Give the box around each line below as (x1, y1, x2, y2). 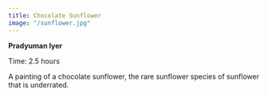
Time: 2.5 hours (8, 56, 61, 66)
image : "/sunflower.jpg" (8, 19, 91, 27)
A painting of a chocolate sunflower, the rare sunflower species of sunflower (8, 71, 260, 81)
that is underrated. (8, 80, 69, 90)
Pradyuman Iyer (8, 40, 63, 50)
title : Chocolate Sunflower (8, 11, 102, 20)
